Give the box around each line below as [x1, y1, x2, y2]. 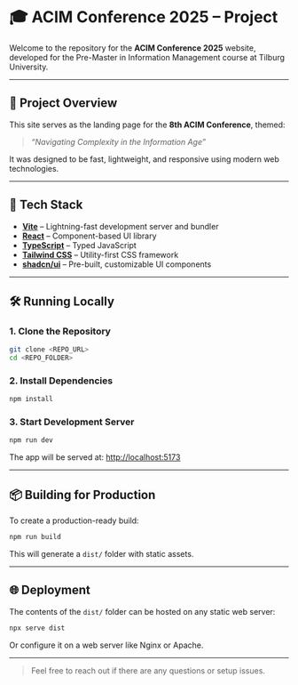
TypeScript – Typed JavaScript [21, 239, 137, 250]
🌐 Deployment [9, 583, 90, 598]
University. [9, 61, 49, 72]
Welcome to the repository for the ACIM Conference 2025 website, [9, 42, 256, 53]
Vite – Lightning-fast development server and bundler [21, 221, 219, 231]
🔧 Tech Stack [9, 197, 83, 213]
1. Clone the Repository [9, 325, 111, 337]
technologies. [9, 163, 59, 173]
